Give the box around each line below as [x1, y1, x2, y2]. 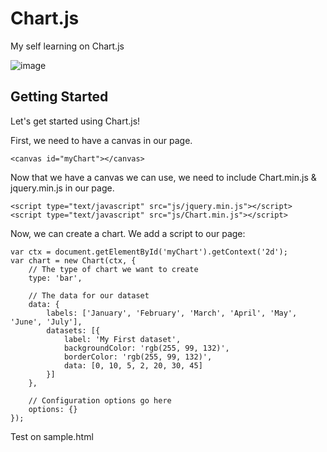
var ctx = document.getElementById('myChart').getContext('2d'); [10, 247, 288, 257]
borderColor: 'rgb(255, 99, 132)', [63, 352, 213, 362]
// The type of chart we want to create [28, 264, 199, 274]
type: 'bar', [28, 273, 83, 283]
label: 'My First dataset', [63, 334, 182, 344]
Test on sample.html [10, 430, 94, 442]
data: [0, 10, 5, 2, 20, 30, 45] [63, 360, 203, 371]
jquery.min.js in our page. [10, 182, 115, 194]
